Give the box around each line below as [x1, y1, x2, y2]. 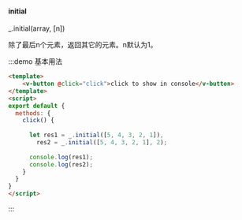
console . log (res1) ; [28, 153, 93, 161]
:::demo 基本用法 [8, 57, 63, 66]
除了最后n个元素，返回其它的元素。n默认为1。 [8, 40, 158, 50]
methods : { [15, 109, 51, 117]
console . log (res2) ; [28, 160, 93, 169]
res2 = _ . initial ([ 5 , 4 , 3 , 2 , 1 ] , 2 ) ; [36, 139, 168, 147]
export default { [8, 102, 65, 110]
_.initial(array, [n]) [8, 24, 65, 33]
